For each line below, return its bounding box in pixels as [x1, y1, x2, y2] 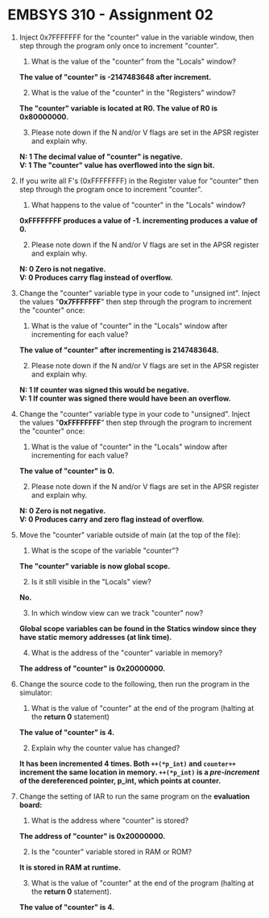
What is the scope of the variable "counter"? [31, 546, 179, 555]
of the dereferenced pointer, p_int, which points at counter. [19, 775, 221, 785]
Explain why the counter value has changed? [31, 743, 180, 753]
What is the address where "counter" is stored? [31, 816, 189, 825]
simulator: [19, 687, 53, 697]
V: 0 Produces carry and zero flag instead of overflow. [19, 514, 205, 524]
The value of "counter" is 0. [19, 466, 114, 476]
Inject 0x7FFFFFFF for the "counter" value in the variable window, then [19, 32, 255, 42]
